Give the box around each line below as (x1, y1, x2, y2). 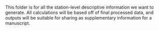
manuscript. (5, 20, 30, 26)
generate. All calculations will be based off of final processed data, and (5, 9, 153, 15)
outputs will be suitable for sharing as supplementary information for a (5, 15, 152, 20)
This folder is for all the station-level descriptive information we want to (5, 4, 154, 10)
